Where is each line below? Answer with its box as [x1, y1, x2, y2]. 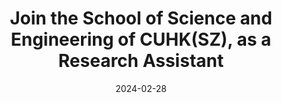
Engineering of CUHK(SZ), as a [10, 28, 272, 51]
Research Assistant [57, 50, 225, 72]
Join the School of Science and [9, 7, 273, 30]
